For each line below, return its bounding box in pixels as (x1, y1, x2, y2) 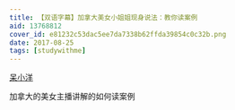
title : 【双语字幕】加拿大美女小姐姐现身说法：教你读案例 (9, 13, 198, 22)
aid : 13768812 (9, 21, 63, 30)
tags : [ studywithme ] (9, 47, 87, 55)
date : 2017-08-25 (9, 38, 74, 47)
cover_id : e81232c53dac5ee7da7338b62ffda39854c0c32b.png (9, 30, 227, 38)
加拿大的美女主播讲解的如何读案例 (9, 91, 135, 102)
